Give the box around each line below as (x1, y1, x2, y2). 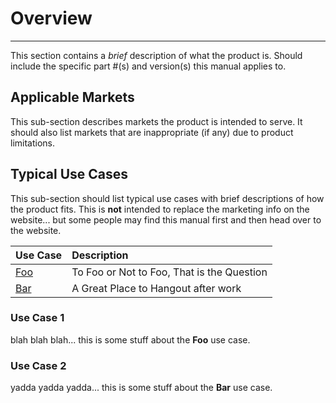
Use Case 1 (10, 311, 65, 325)
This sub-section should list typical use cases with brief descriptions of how (10, 192, 325, 204)
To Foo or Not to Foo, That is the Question (71, 265, 268, 279)
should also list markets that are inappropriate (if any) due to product (10, 126, 294, 138)
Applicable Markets (10, 89, 135, 106)
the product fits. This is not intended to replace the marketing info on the (10, 203, 310, 215)
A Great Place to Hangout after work (71, 281, 242, 295)
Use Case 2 (10, 358, 67, 372)
